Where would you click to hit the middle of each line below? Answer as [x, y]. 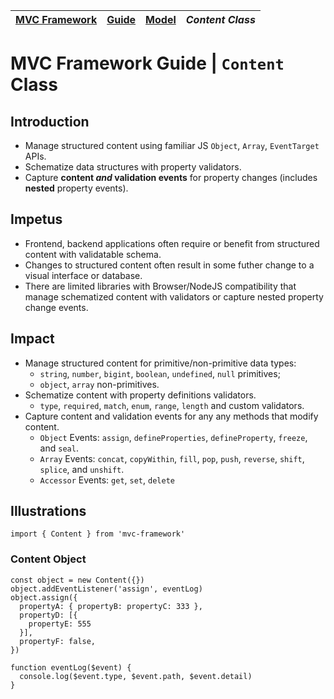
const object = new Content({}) [77, 580]
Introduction [50, 121]
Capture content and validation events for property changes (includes [171, 177]
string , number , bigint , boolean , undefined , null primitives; [160, 373]
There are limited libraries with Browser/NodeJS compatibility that [160, 286]
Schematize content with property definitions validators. [140, 395]
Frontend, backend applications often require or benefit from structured [172, 243]
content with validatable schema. [93, 254]
